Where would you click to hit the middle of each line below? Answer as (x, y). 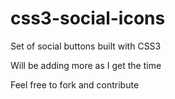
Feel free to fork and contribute (75, 84)
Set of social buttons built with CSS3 (86, 46)
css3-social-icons (88, 18)
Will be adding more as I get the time (86, 65)
